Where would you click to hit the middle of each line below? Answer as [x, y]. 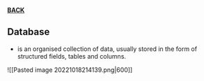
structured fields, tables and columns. [72, 56]
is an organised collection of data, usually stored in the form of [107, 49]
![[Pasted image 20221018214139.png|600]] [70, 70]
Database [29, 32]
